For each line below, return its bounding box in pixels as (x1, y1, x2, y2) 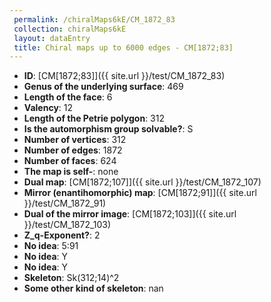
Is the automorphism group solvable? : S (23, 123, 194, 135)
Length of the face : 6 (23, 91, 113, 103)
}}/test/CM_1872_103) (23, 219, 112, 231)
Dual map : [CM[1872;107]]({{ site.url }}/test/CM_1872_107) (23, 176, 262, 188)
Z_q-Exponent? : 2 (23, 229, 101, 241)
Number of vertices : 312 (23, 134, 127, 146)
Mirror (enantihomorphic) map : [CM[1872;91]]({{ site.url (23, 187, 257, 199)
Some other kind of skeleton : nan (23, 282, 164, 295)
